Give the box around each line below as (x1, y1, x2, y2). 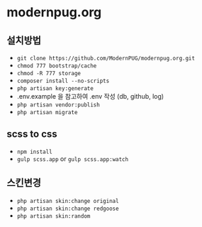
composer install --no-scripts (16, 77, 110, 84)
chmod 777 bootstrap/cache (16, 62, 97, 70)
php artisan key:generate (16, 85, 94, 92)
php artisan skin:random (16, 212, 91, 220)
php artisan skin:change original (16, 197, 119, 204)
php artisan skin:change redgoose (16, 205, 119, 212)
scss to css (6, 128, 57, 140)
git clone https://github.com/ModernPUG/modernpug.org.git (16, 55, 196, 62)
